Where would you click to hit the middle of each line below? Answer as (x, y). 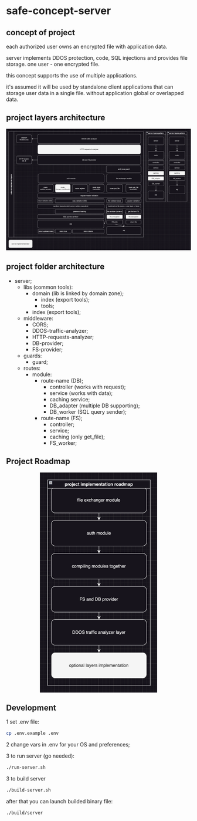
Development (31, 708)
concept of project (40, 33)
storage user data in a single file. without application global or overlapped (95, 93)
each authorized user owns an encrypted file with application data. (87, 46)
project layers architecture (56, 118)
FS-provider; (47, 349)
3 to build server (26, 779)
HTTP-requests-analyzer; (63, 337)
